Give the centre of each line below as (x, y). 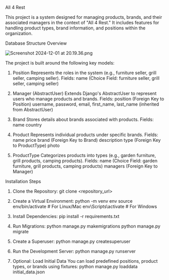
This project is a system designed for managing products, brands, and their (84, 17)
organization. (19, 33)
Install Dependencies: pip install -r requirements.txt (66, 216)
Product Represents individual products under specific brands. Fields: (85, 135)
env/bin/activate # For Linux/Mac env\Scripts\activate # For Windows (85, 206)
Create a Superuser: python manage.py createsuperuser (71, 241)
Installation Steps (23, 181)
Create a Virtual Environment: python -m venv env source (73, 201)
